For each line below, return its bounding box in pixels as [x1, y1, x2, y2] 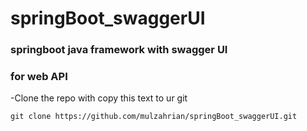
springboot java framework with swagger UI [10, 43, 228, 57]
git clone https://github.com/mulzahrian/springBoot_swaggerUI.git [10, 112, 298, 122]
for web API [10, 70, 68, 84]
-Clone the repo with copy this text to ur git [10, 92, 188, 104]
